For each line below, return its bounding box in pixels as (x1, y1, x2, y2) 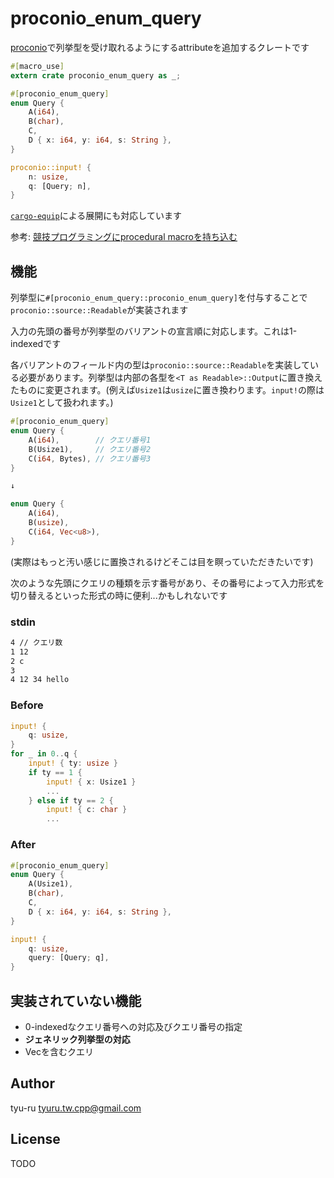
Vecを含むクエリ (24, 1045, 94, 1057)
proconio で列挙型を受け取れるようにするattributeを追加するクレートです (10, 41, 310, 53)
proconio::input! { (10, 162, 92, 172)
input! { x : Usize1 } (46, 777, 137, 787)
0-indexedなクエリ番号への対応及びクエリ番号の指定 (24, 1020, 243, 1032)
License (10, 1131, 61, 1148)
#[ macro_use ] (10, 61, 65, 71)
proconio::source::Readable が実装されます (10, 304, 189, 316)
